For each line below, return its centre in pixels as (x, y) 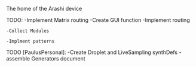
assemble (18, 58)
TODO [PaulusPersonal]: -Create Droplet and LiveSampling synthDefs (92, 52)
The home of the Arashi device (44, 9)
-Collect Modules (28, 31)
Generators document (58, 58)
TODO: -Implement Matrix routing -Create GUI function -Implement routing (98, 20)
